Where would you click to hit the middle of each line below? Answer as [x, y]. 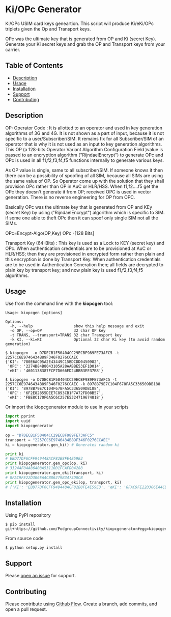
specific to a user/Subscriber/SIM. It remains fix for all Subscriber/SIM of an [84, 138]
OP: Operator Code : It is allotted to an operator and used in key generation [84, 128]
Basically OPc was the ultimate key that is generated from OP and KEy [79, 207]
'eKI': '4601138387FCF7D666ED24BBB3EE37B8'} [55, 371]
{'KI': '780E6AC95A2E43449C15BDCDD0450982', [53, 362]
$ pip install [20, 525]
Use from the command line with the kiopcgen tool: [59, 303]
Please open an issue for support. [41, 576]
